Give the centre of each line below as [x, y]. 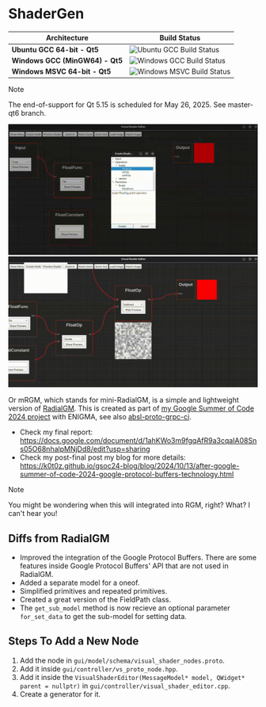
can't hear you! [33, 514]
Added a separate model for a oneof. [80, 583]
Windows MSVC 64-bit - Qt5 [61, 71]
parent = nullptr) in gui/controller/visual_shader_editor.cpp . [125, 686]
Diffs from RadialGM [59, 539]
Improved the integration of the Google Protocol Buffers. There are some [138, 558]
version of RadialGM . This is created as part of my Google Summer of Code [131, 408]
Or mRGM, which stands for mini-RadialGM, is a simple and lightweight [123, 400]
